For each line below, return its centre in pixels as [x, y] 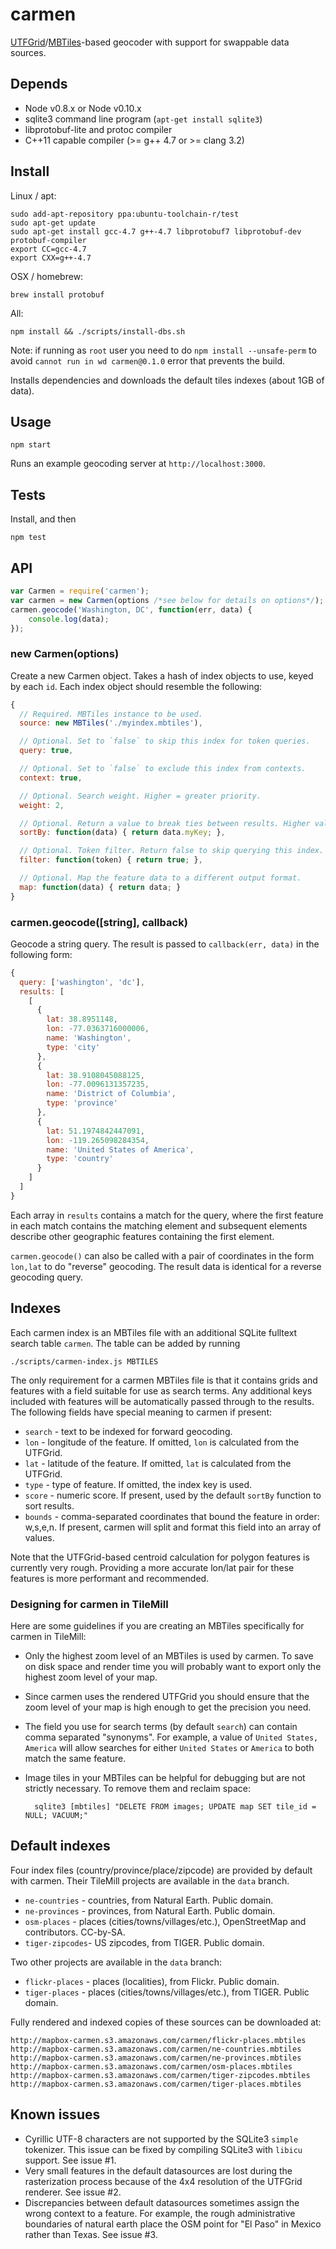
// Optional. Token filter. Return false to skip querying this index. [172, 851]
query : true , [46, 751]
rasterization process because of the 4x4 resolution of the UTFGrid [163, 2181]
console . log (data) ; [69, 619]
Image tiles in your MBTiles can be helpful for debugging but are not [165, 1777]
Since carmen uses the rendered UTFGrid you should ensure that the [167, 1696]
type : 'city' [73, 1047]
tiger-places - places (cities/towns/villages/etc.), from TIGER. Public [167, 1992]
